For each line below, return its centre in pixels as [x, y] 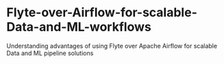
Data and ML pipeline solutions [50, 53]
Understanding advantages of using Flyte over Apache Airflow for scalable [112, 46]
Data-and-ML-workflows [79, 27]
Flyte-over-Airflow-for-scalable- [102, 13]
